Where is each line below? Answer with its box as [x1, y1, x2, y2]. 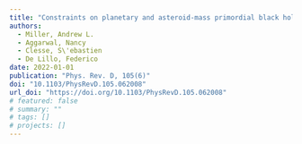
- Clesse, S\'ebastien [17, 47, 102, 55]
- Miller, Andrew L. [17, 30, 94, 38]
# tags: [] [9, 113, 50, 122]
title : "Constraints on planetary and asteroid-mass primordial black [9, 13, 280, 22]
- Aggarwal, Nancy [17, 38, 87, 47]
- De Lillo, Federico [17, 55, 99, 64]
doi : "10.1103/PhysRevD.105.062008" [9, 80, 147, 89]
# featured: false [9, 96, 78, 106]
